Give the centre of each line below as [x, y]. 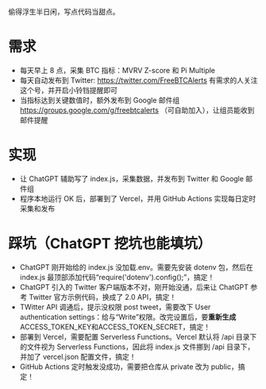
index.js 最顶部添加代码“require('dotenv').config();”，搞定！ [117, 277]
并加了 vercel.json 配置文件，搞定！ [78, 356]
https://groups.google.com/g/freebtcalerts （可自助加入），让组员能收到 [137, 110]
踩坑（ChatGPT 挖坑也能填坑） [110, 244]
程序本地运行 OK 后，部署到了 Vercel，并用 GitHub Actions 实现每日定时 [138, 198]
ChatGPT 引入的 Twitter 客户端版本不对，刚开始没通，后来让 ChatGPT [134, 287]
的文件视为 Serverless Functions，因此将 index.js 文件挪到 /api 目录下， [137, 346]
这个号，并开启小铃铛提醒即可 [68, 90]
